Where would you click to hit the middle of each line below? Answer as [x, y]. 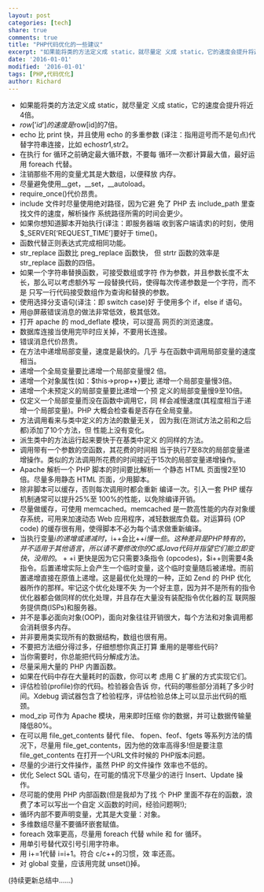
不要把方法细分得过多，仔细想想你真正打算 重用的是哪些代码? [119, 646]
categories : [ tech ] [40, 23]
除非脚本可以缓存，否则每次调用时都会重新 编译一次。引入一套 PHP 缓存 [136, 489]
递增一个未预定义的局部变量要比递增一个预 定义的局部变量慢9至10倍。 [133, 390]
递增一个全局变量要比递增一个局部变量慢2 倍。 [95, 370]
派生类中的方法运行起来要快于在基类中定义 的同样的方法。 [114, 440]
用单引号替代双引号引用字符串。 [71, 843]
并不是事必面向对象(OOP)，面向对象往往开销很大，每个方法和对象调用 [133, 617]
